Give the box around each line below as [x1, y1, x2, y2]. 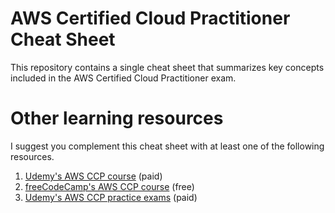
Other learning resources [10, 107, 224, 130]
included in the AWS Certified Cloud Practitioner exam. [10, 72, 237, 84]
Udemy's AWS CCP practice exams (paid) [24, 191, 198, 203]
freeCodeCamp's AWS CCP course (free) [24, 180, 195, 192]
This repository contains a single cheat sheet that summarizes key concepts [10, 61, 325, 73]
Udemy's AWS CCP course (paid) [24, 170, 163, 182]
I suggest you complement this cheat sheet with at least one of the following [10, 140, 325, 152]
